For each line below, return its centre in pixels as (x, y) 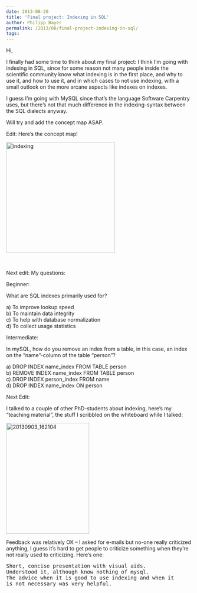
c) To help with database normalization (53, 320)
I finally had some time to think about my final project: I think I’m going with (97, 62)
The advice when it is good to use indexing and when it (90, 578)
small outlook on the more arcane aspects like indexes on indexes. (87, 87)
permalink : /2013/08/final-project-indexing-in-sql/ (72, 28)
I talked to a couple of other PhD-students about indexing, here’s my (89, 409)
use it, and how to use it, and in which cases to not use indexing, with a (93, 81)
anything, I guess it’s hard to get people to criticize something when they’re (97, 549)
